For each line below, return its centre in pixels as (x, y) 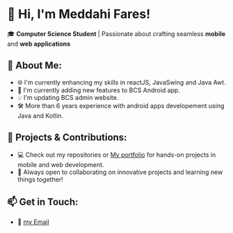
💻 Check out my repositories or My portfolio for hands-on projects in (116, 155)
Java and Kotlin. (40, 115)
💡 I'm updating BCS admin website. (68, 97)
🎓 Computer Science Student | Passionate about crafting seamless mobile (116, 33)
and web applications (39, 44)
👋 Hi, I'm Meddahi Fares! (79, 14)
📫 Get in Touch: (43, 201)
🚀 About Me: (35, 66)
